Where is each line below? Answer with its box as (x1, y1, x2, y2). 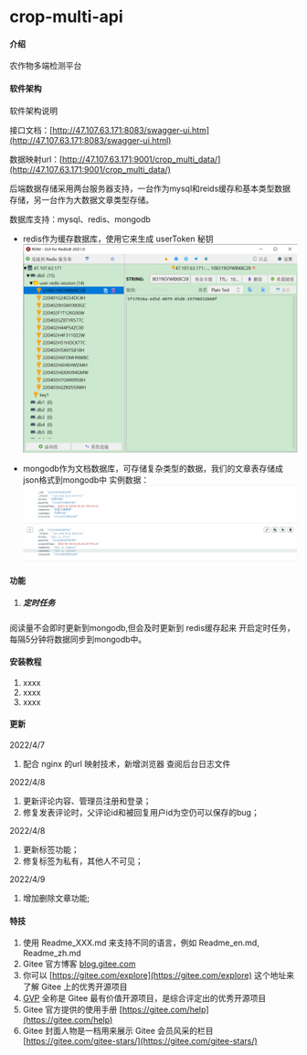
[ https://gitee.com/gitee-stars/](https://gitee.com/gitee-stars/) (22, 1036, 258, 1047)
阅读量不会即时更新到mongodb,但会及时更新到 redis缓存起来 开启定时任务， (9, 622, 295, 633)
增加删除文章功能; (22, 893, 90, 904)
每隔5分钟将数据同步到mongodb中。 (9, 634, 147, 645)
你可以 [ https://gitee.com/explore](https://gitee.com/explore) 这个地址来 (22, 970, 295, 981)
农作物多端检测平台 (9, 60, 82, 71)
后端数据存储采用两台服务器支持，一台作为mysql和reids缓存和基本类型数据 (9, 183, 291, 194)
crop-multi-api (9, 6, 123, 27)
